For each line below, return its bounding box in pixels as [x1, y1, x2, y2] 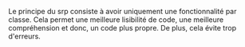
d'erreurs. [8, 31, 41, 41]
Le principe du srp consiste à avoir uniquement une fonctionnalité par [8, 7, 237, 16]
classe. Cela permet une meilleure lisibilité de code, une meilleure [8, 15, 224, 24]
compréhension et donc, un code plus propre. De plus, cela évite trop [8, 23, 237, 32]
